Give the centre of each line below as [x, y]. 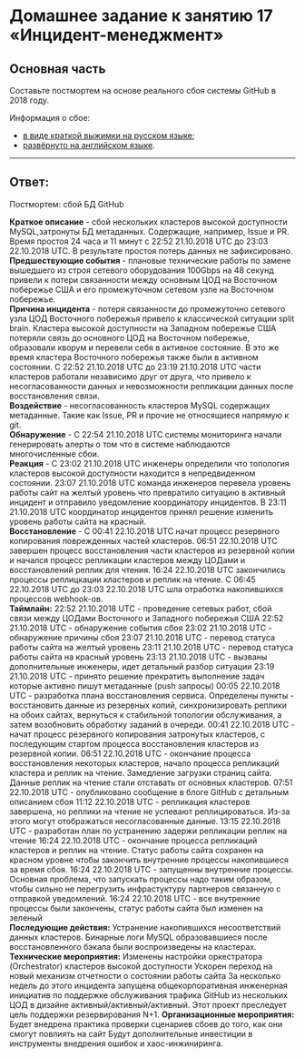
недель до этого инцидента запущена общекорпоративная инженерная [149, 985]
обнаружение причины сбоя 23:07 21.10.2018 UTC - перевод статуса [142, 637]
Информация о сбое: [50, 118]
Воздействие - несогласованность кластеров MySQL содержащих [140, 405]
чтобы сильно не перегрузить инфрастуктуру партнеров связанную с [145, 889]
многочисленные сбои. [54, 453]
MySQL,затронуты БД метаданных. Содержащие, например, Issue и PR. [149, 231]
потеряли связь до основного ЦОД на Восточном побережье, [130, 338]
